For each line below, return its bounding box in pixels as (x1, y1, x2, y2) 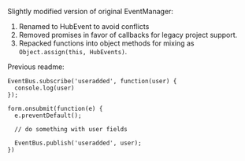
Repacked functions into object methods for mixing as (18, 38, 195, 48)
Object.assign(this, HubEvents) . (18, 47, 128, 56)
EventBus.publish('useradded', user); (14, 139, 143, 147)
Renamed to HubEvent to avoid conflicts (18, 22, 150, 31)
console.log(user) (14, 84, 76, 92)
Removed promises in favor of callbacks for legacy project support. (18, 31, 238, 39)
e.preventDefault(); (14, 112, 82, 119)
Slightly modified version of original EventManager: (7, 7, 174, 16)
